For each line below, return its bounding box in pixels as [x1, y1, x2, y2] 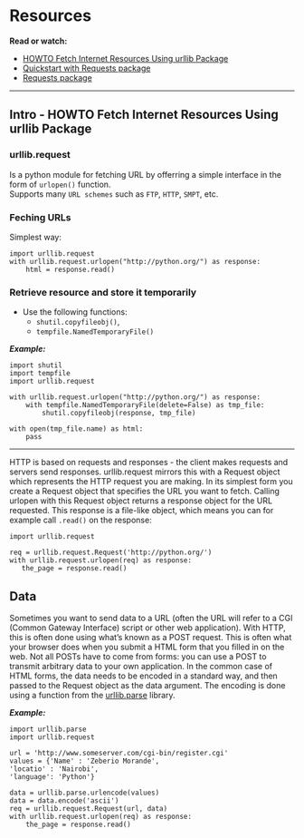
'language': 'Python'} [9, 773, 95, 782]
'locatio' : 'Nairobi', [9, 765, 100, 774]
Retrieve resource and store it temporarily [9, 286, 197, 298]
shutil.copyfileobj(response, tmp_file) [42, 409, 196, 418]
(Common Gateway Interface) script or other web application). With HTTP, [9, 622, 287, 633]
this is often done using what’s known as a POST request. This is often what [9, 632, 292, 643]
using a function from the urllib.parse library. [9, 690, 176, 701]
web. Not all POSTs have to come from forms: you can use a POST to [9, 651, 267, 662]
